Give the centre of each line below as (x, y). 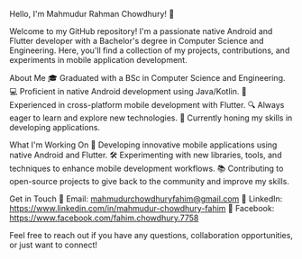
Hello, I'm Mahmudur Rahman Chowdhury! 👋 (92, 14)
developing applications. (55, 127)
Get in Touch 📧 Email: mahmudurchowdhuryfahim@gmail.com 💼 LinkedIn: (146, 199)
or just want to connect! (53, 245)
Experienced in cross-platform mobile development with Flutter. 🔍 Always (147, 105)
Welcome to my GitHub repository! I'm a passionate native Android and (141, 31)
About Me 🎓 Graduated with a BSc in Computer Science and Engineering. (147, 78)
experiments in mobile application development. (98, 60)
